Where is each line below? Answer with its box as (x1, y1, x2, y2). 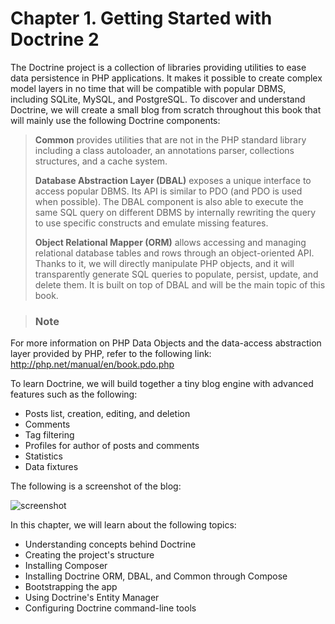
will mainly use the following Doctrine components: (10, 114, 221, 126)
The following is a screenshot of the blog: (10, 480, 182, 492)
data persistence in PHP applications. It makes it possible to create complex (10, 72, 323, 84)
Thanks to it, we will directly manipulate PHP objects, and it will (34, 257, 295, 269)
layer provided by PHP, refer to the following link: (10, 348, 212, 360)
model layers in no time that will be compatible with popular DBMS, (10, 82, 287, 94)
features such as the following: (10, 388, 138, 401)
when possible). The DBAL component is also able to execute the (34, 195, 304, 207)
